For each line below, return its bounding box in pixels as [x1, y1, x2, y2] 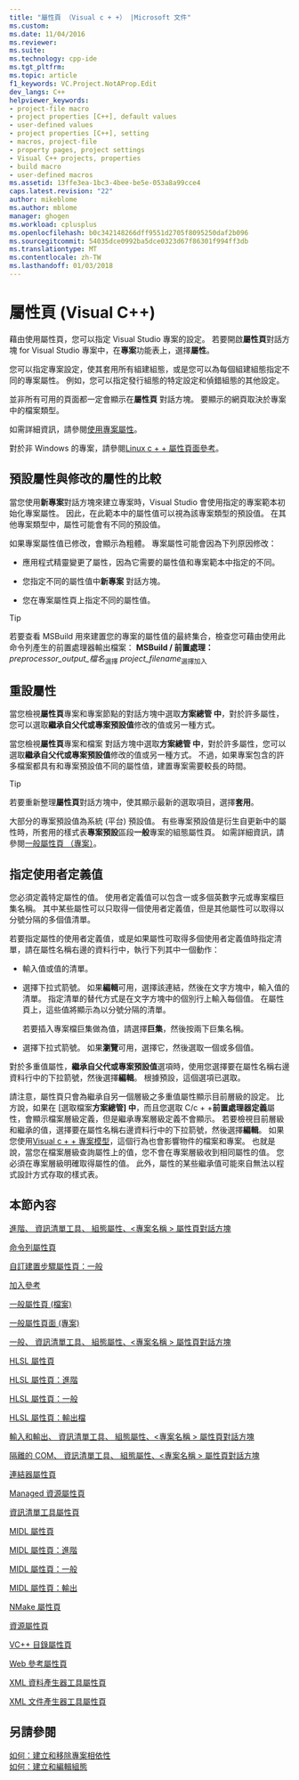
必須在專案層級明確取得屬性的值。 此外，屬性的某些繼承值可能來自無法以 [9, 1158, 277, 1169]
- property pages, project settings [9, 145, 145, 154]
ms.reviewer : [9, 37, 58, 47]
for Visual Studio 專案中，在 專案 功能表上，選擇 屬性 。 [19, 345, 215, 355]
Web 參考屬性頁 [9, 1658, 68, 1669]
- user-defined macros [9, 170, 93, 179]
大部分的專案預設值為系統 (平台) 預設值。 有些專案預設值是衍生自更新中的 [9, 816, 279, 826]
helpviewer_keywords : [9, 95, 90, 105]
